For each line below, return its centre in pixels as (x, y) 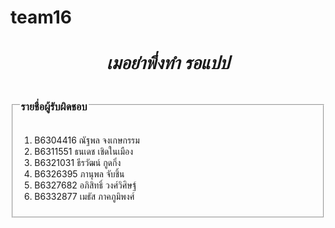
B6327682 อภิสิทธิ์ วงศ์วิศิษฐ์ (85, 185)
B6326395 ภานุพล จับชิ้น (79, 174)
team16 (41, 17)
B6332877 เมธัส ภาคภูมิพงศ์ (84, 197)
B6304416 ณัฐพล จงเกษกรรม (87, 140)
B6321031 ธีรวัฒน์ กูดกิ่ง (78, 163)
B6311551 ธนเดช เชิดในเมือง (84, 152)
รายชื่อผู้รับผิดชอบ (54, 107)
